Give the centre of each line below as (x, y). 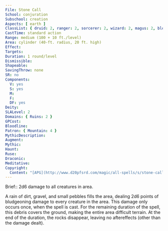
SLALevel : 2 (17, 112)
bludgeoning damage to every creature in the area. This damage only (76, 202)
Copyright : (16, 168)
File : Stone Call (23, 10)
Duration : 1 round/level (31, 56)
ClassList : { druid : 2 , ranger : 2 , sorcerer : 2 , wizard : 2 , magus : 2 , (80, 28)
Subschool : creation (27, 19)
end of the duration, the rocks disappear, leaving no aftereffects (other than (83, 217)
